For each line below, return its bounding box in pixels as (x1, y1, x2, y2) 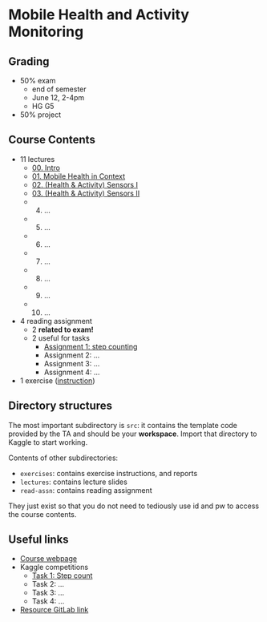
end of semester (31, 84, 87, 94)
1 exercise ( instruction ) (19, 375, 95, 386)
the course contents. (8, 509, 77, 519)
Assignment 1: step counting (43, 341, 138, 351)
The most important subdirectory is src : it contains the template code (8, 420, 238, 430)
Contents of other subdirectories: (8, 453, 119, 462)
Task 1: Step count (31, 571, 93, 580)
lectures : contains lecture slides (19, 477, 128, 487)
